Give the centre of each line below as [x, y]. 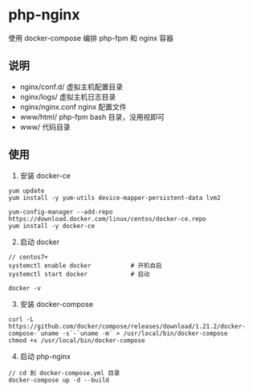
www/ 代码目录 [45, 127]
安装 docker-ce [45, 175]
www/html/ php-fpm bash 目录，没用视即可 [92, 116]
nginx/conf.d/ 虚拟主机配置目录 [71, 87]
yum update [27, 190]
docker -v [25, 288]
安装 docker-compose [57, 304]
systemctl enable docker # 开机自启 [85, 265]
